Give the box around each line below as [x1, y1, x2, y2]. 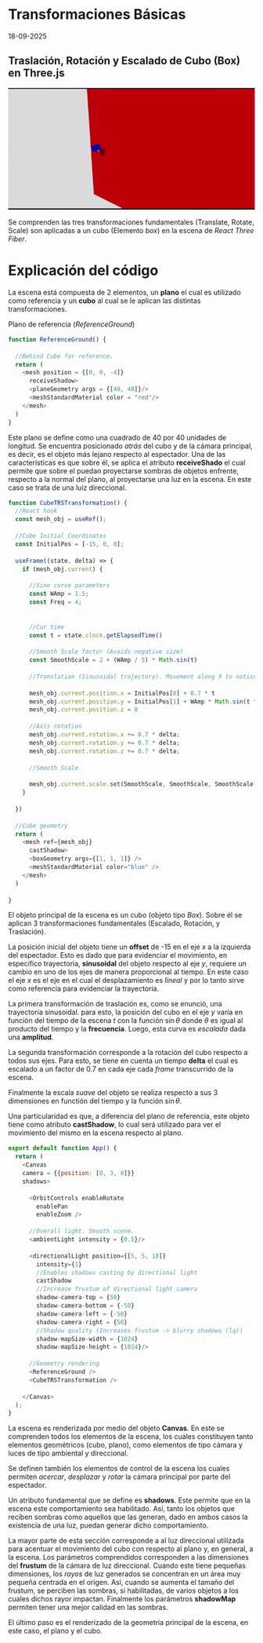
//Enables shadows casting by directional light [36, 1269, 198, 1276]
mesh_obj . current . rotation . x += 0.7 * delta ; [28, 731, 180, 739]
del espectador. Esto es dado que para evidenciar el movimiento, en [8, 951, 228, 960]
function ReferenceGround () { [8, 335, 107, 343]
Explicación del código [8, 261, 159, 279]
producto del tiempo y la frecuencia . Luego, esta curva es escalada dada [8, 1024, 247, 1034]
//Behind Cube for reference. [15, 352, 113, 360]
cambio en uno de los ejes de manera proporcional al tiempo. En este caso [8, 967, 249, 977]
